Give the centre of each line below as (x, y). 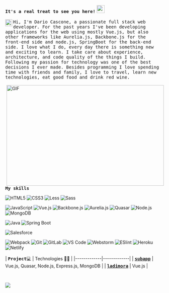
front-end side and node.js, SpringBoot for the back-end (78, 42)
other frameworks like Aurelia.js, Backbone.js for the (75, 37)
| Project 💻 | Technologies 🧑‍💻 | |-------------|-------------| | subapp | (79, 259)
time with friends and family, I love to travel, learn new (81, 72)
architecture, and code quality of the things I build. (75, 57)
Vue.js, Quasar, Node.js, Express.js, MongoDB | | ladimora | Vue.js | (77, 266)
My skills (17, 188)
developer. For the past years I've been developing (79, 27)
